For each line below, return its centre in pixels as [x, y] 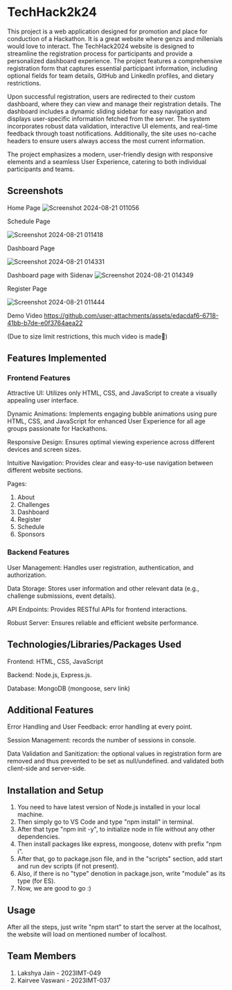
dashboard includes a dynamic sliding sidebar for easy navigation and [107, 111]
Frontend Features [39, 378]
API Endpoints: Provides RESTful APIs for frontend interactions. [97, 609]
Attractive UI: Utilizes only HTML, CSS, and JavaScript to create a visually [112, 393]
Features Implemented [57, 358]
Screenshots [35, 191]
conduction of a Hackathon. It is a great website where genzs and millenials [115, 38]
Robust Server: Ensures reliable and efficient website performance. [103, 622]
